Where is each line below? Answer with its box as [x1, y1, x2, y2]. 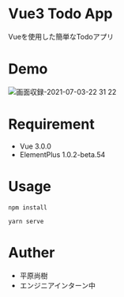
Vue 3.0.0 [19, 141, 51, 151]
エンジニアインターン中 [19, 280, 96, 290]
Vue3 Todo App [8, 5, 113, 23]
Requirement [8, 115, 95, 133]
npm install [8, 203, 47, 212]
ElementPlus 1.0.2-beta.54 [19, 149, 106, 159]
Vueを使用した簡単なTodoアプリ [8, 32, 115, 41]
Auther [8, 243, 55, 261]
